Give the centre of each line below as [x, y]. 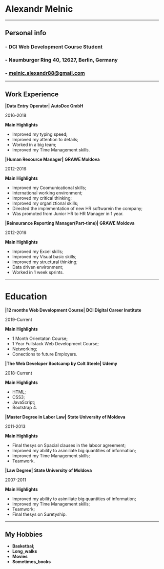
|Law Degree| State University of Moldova [49, 470]
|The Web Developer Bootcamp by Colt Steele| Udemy [61, 364]
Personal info [26, 33]
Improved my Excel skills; [38, 252]
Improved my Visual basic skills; [44, 257]
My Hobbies [24, 534]
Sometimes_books [31, 562]
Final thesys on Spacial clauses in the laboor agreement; [69, 445]
